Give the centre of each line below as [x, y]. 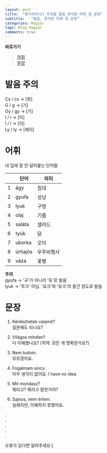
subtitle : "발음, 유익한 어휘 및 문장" [42, 19]
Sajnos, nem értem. [31, 399]
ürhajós [24, 251]
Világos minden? [29, 337]
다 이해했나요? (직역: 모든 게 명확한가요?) [51, 343]
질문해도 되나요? [28, 327]
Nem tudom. [24, 352]
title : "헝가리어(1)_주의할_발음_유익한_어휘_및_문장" [54, 14]
